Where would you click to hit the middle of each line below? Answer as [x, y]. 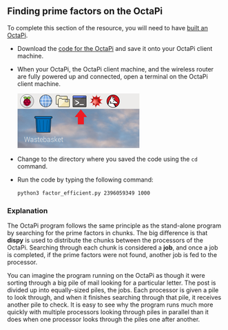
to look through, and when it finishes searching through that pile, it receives [114, 297]
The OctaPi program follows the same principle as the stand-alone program [114, 225]
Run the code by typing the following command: [85, 179]
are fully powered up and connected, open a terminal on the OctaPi [112, 76]
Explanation [28, 210]
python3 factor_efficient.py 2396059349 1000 [83, 193]
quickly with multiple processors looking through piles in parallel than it [108, 311]
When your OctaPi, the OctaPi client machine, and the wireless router [115, 69]
